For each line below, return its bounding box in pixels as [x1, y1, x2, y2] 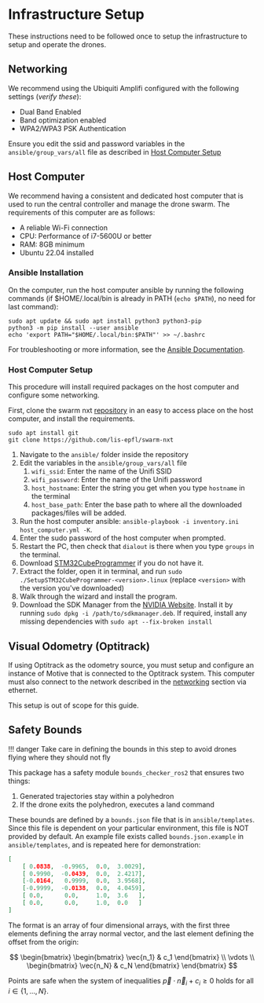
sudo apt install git [8, 430, 79, 437]
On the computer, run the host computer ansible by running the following [8, 285, 244, 295]
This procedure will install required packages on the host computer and [8, 383, 240, 392]
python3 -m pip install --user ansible [8, 324, 139, 331]
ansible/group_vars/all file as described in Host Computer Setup [8, 147, 222, 156]
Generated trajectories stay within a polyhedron [19, 791, 174, 800]
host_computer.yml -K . [19, 525, 93, 535]
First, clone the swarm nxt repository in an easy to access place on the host [8, 406, 254, 415]
